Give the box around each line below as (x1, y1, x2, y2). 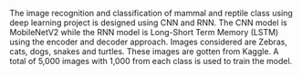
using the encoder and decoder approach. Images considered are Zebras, (9, 36, 287, 47)
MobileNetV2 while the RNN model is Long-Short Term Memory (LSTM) (9, 27, 279, 37)
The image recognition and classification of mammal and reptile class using (9, 8, 294, 18)
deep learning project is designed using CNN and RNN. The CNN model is (9, 17, 287, 28)
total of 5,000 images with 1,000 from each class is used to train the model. (9, 56, 293, 66)
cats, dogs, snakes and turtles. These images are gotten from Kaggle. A (9, 46, 279, 57)
